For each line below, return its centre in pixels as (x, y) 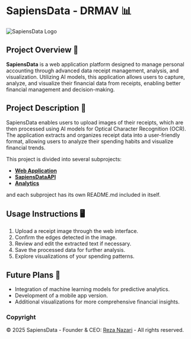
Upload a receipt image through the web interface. (76, 231)
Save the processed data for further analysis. (70, 250)
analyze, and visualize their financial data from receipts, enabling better (93, 83)
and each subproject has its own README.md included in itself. (84, 194)
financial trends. (26, 148)
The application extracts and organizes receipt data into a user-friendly (93, 135)
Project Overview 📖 (42, 50)
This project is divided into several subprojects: (64, 159)
